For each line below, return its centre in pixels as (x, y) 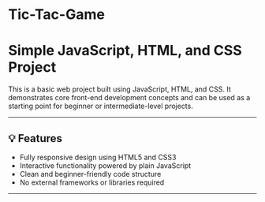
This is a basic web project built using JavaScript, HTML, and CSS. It (119, 89)
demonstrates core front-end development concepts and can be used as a (129, 98)
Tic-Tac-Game (56, 15)
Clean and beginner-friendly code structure (90, 174)
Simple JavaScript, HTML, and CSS (125, 51)
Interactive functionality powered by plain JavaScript (105, 165)
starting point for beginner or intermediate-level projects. (101, 106)
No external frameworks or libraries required (92, 182)
